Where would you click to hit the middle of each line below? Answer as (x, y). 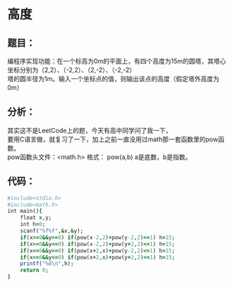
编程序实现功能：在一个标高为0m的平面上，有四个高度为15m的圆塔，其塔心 (117, 61)
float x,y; (36, 218)
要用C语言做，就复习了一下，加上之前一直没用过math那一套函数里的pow (113, 139)
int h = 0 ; (33, 224)
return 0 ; (35, 270)
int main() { (25, 211)
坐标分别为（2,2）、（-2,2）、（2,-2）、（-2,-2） (72, 70)
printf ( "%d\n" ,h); (47, 264)
